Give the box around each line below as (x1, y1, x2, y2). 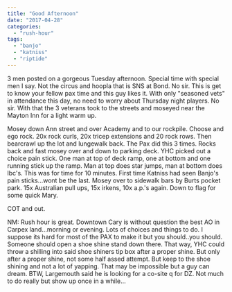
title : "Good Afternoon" (7, 10, 79, 17)
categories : (7, 23, 42, 30)
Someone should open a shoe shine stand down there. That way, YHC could (7, 240, 225, 248)
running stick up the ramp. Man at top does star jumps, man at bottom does (7, 161, 223, 170)
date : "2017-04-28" (7, 17, 64, 24)
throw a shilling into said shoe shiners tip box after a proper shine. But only (7, 247, 220, 255)
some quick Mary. (7, 191, 59, 199)
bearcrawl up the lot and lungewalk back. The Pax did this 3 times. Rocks (7, 139, 216, 148)
